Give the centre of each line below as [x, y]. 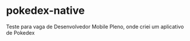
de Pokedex [21, 32]
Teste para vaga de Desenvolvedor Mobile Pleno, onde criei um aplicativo [95, 27]
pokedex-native [45, 11]
